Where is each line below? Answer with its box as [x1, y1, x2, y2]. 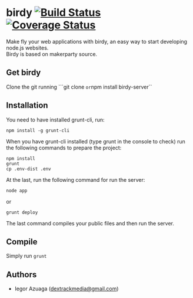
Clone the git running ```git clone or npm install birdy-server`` [6, 83, 152, 90]
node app [6, 188, 28, 194]
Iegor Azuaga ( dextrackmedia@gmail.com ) [14, 285, 119, 292]
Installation [6, 100, 48, 110]
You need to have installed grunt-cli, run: [6, 116, 105, 123]
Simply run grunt [6, 253, 47, 260]
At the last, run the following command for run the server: [6, 176, 145, 183]
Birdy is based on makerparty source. [6, 50, 98, 57]
